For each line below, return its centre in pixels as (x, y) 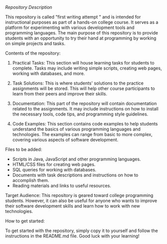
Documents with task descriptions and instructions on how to (75, 175)
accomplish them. (31, 180)
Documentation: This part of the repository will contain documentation (84, 103)
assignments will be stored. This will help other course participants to (84, 88)
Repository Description (29, 7)
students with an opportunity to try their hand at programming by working (81, 38)
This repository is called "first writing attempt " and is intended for (73, 17)
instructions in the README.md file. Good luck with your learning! (72, 236)
